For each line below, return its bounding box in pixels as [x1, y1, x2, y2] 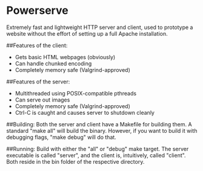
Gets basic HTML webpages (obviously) [15, 53, 116, 60]
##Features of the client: [6, 42, 68, 49]
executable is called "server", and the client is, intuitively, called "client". [6, 152, 186, 159]
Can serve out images [15, 96, 70, 103]
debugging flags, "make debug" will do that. [6, 134, 116, 141]
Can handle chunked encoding [15, 60, 92, 67]
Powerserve [6, 4, 68, 18]
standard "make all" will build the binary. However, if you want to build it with [6, 127, 198, 134]
